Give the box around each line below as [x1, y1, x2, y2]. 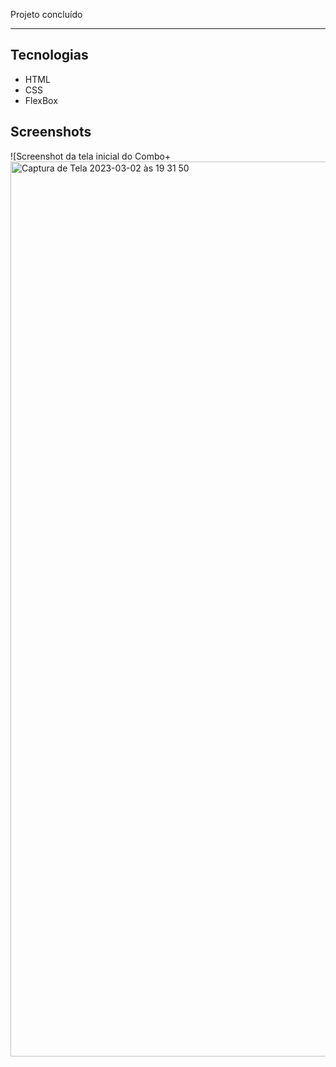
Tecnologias [10, 47, 89, 64]
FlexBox [24, 94, 58, 106]
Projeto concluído [10, 9, 83, 20]
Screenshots [10, 124, 92, 141]
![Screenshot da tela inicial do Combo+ [10, 150, 172, 162]
